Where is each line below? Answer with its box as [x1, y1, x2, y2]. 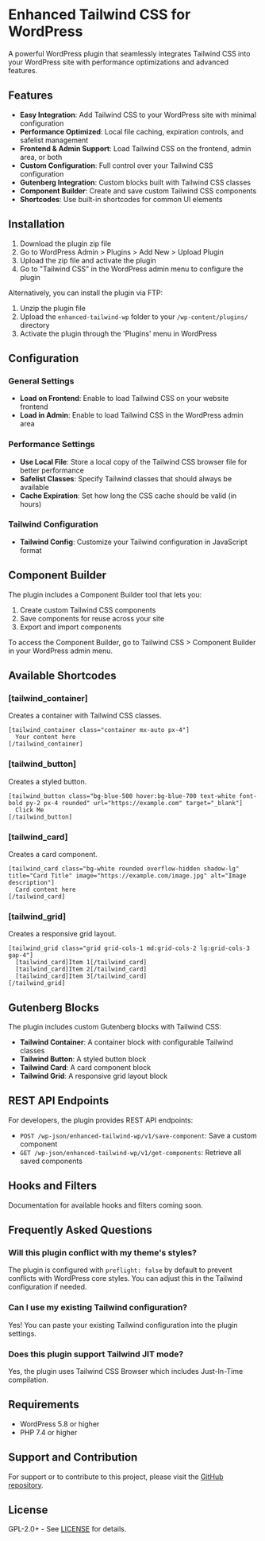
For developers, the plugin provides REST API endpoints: [8, 1115, 194, 1125]
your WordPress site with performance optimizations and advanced [8, 57, 229, 67]
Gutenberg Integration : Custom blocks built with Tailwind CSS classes [19, 177, 252, 187]
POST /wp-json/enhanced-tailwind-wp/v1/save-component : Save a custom [19, 1130, 257, 1140]
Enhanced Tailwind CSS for [8, 6, 191, 24]
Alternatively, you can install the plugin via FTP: [8, 288, 163, 298]
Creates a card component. [8, 849, 98, 858]
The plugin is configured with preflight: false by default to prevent [8, 1265, 232, 1274]
